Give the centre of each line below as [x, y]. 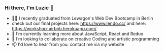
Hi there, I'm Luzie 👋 [29, 8]
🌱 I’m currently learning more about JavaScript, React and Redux [78, 34]
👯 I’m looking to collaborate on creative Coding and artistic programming [85, 39]
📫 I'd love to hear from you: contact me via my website [68, 44]
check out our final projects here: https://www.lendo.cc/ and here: [79, 23]
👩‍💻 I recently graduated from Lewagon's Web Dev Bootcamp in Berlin [82, 18]
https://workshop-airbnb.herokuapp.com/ [54, 29]
